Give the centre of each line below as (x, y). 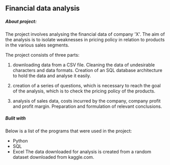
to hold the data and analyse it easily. (52, 76)
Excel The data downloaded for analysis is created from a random (82, 152)
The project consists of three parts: (42, 55)
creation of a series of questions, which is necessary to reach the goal (87, 86)
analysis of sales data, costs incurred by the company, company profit (87, 101)
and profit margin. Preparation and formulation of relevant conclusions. (87, 106)
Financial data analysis (43, 8)
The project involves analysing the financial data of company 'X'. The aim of (85, 34)
